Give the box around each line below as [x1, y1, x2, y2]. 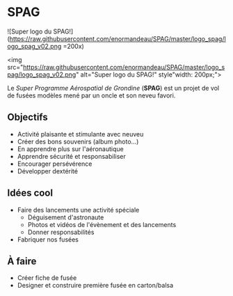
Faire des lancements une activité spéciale [17, 205, 140, 214]
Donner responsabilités [27, 228, 95, 236]
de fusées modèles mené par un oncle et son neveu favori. [7, 91, 176, 100]
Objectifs [7, 111, 49, 123]
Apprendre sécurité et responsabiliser [17, 152, 127, 160]
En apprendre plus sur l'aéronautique [17, 144, 124, 153]
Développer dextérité [17, 166, 79, 175]
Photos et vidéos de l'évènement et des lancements [27, 220, 177, 228]
